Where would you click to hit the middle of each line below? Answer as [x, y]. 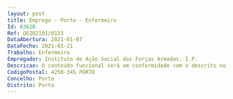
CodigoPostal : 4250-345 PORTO [51, 72]
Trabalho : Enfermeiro [39, 53]
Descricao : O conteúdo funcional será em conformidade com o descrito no [117, 66]
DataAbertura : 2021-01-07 [45, 40]
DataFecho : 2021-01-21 [40, 46]
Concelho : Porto [31, 78]
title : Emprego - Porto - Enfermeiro [62, 20]
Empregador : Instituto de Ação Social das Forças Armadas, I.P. [103, 59]
